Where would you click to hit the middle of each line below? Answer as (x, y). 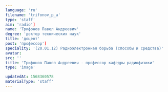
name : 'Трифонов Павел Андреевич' (42, 29)
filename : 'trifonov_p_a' (33, 15)
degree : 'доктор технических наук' (43, 34)
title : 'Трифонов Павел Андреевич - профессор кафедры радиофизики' (80, 63)
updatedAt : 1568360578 (29, 77)
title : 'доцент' (23, 39)
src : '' (14, 58)
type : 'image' (20, 67)
